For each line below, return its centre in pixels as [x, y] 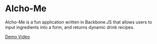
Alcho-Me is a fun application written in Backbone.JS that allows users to [78, 22]
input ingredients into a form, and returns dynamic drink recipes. [70, 27]
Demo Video [18, 37]
